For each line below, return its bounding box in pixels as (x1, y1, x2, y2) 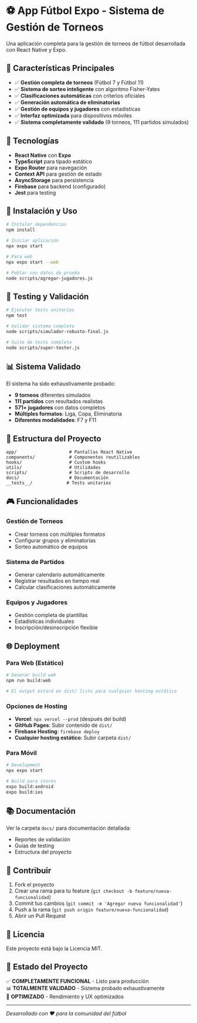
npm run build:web (6, 677, 51, 683)
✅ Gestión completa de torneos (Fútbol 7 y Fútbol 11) (14, 79, 144, 86)
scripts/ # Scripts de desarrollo (6, 470, 130, 476)
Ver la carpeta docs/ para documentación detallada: (6, 824, 131, 831)
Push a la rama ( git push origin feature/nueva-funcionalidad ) (14, 906, 169, 913)
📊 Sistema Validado (6, 361, 81, 371)
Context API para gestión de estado (14, 170, 102, 177)
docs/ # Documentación (6, 475, 109, 481)
